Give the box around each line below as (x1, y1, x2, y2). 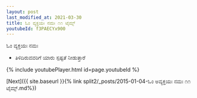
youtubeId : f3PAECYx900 (6, 25, 66, 32)
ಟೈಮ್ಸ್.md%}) (6, 85, 37, 92)
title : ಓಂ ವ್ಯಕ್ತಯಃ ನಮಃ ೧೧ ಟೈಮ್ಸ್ (6, 20, 76, 26)
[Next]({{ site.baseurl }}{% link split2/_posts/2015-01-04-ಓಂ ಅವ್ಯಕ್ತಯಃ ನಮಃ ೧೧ (6, 78, 191, 85)
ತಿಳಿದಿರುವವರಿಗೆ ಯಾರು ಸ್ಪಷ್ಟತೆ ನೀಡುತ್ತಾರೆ (14, 54, 86, 61)
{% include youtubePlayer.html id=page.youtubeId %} (6, 66, 140, 73)
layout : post (6, 8, 39, 15)
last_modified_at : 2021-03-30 (6, 14, 82, 20)
